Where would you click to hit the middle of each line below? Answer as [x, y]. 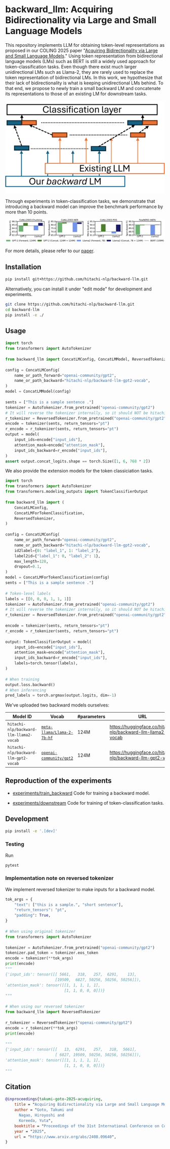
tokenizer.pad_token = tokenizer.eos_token [52, 953]
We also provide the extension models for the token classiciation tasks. [79, 471]
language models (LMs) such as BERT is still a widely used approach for [80, 61]
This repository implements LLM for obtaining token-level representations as [85, 45]
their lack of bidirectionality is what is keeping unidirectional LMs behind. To [84, 83]
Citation [18, 1087]
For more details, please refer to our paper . [50, 251]
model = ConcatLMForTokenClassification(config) [57, 578]
